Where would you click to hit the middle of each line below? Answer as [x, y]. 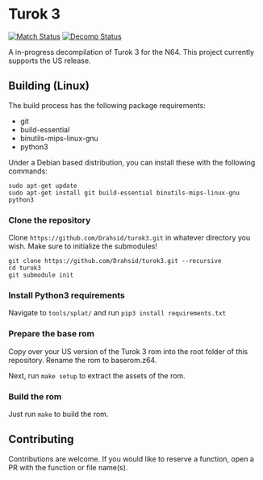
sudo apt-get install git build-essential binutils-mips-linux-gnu [124, 193]
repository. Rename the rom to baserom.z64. [83, 360]
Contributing [41, 439]
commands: [28, 171]
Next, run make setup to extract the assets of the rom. [97, 375]
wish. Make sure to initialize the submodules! [83, 246]
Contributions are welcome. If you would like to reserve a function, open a [131, 459]
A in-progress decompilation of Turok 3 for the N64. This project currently [131, 52]
